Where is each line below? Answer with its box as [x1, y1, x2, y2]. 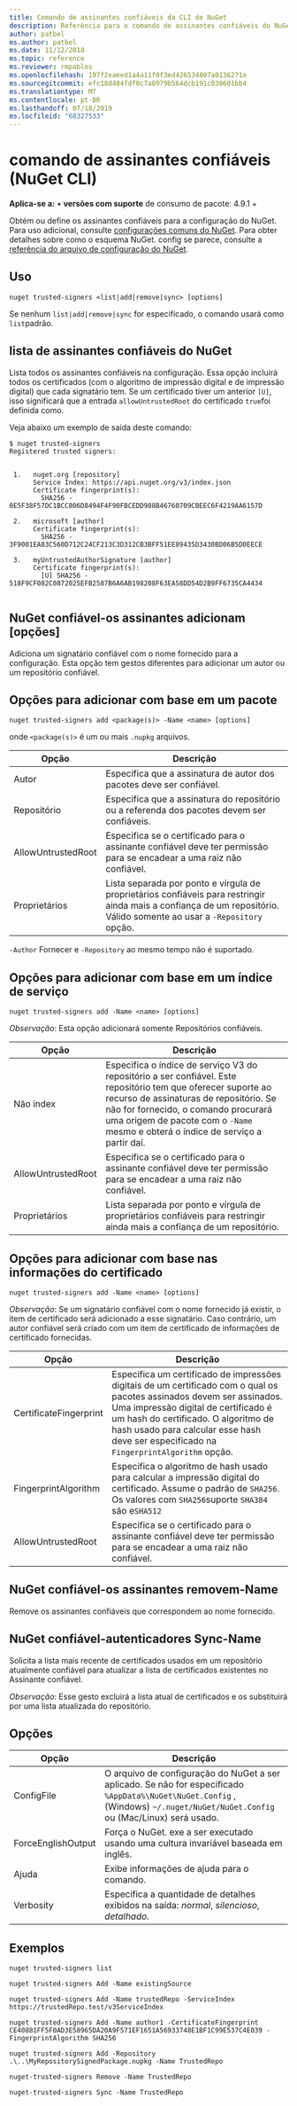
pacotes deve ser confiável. [105, 779, 221, 791]
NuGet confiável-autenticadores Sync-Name [9, 1632, 263, 1647]
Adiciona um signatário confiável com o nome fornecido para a [9, 648, 239, 659]
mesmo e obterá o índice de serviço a [105, 1125, 263, 1138]
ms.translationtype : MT [9, 87, 97, 96]
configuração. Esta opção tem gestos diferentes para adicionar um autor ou [9, 657, 286, 668]
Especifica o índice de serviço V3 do [105, 1059, 258, 1071]
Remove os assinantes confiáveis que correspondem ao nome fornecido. [9, 1606, 276, 1617]
